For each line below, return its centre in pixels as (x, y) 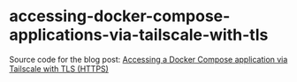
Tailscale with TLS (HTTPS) (59, 69)
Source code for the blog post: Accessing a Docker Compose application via (148, 59)
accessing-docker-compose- (120, 16)
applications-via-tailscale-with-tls (139, 35)
